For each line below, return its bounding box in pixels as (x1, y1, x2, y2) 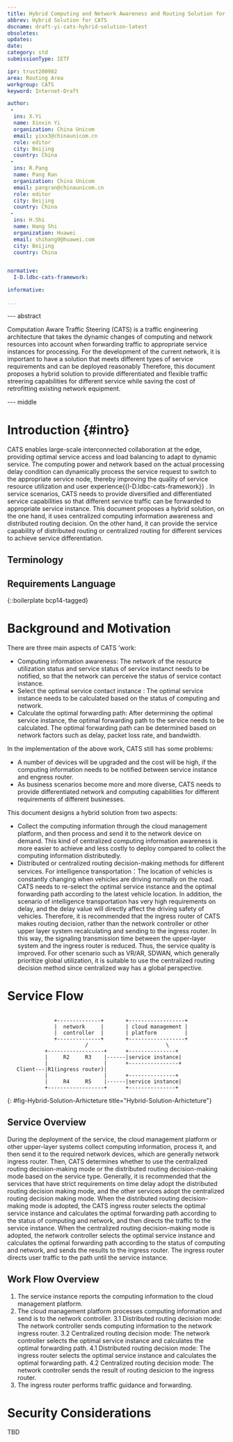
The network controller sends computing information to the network (17, 1322, 212, 1330)
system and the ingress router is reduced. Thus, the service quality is (17, 941, 216, 950)
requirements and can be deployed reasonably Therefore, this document (7, 362, 216, 370)
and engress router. (17, 772, 74, 781)
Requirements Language (7, 578, 116, 589)
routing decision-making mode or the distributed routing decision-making (7, 1164, 218, 1173)
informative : (7, 287, 45, 294)
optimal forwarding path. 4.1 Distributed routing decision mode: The (17, 1344, 211, 1352)
